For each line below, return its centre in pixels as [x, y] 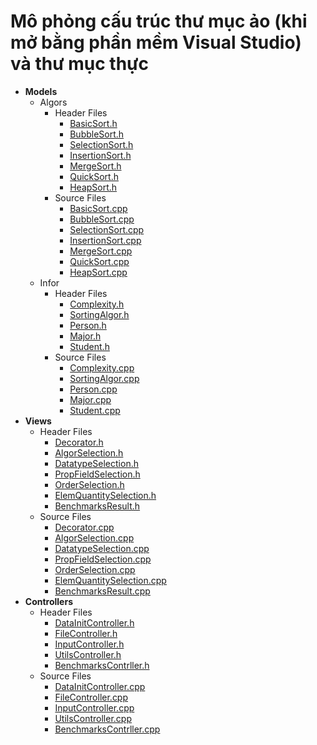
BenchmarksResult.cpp [102, 591]
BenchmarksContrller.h [102, 665]
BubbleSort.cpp [102, 219]
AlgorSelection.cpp [94, 537]
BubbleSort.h [97, 134]
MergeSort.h [95, 166]
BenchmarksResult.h [97, 506]
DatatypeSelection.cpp [102, 548]
